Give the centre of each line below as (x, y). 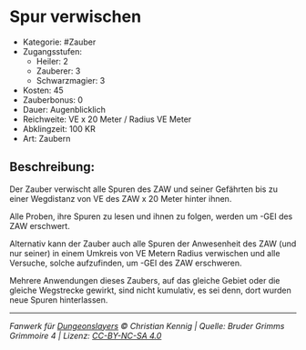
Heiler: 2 (52, 61)
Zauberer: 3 (58, 71)
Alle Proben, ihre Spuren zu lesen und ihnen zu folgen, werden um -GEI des (151, 216)
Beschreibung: (52, 167)
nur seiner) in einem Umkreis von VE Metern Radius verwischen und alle (145, 253)
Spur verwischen (76, 17)
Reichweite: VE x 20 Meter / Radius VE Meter (107, 119)
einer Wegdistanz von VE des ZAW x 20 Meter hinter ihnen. (121, 198)
